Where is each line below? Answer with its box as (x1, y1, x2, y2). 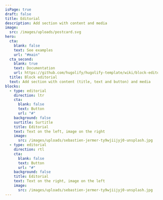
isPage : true (5, 7, 32, 12)
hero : (5, 34, 16, 39)
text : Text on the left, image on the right (14, 129, 105, 134)
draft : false (5, 12, 32, 17)
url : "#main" (14, 52, 40, 57)
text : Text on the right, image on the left (14, 179, 105, 183)
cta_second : (9, 57, 34, 62)
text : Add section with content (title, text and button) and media (9, 79, 151, 84)
